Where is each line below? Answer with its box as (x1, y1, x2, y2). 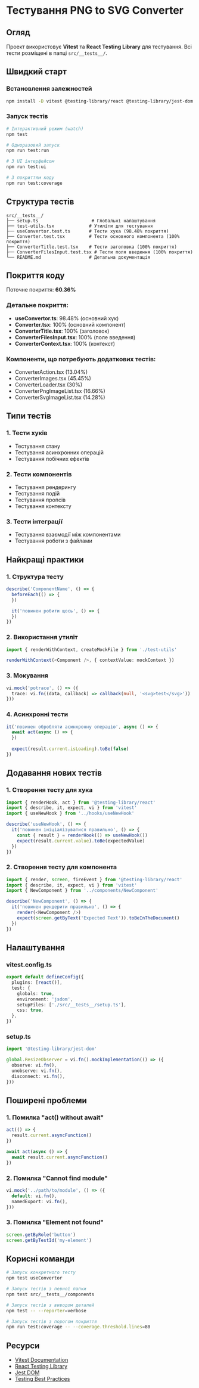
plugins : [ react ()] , (11, 980, 63, 986)
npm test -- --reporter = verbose (6, 1308, 86, 1313)
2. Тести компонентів (6, 470, 72, 478)
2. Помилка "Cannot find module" (6, 1174, 108, 1182)
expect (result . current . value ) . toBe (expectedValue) (17, 838, 145, 844)
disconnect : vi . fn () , (11, 1073, 66, 1079)
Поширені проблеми (6, 1095, 88, 1106)
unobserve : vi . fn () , (11, 1068, 63, 1074)
